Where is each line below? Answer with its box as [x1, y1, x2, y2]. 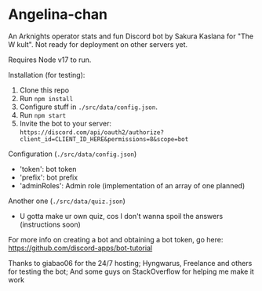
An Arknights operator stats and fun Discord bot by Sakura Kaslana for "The [8, 31, 253, 41]
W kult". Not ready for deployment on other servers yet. [8, 39, 188, 49]
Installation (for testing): [8, 70, 86, 79]
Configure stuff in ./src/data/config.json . [19, 102, 158, 111]
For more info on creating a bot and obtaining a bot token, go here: [8, 235, 224, 244]
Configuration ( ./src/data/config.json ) [8, 149, 137, 158]
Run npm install [19, 93, 74, 103]
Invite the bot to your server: [19, 118, 112, 128]
